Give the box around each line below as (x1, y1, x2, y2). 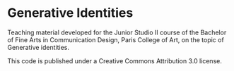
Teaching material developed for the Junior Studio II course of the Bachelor (7, 28, 227, 37)
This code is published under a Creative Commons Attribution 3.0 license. (7, 56, 223, 65)
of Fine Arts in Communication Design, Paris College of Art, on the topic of (7, 35, 224, 44)
